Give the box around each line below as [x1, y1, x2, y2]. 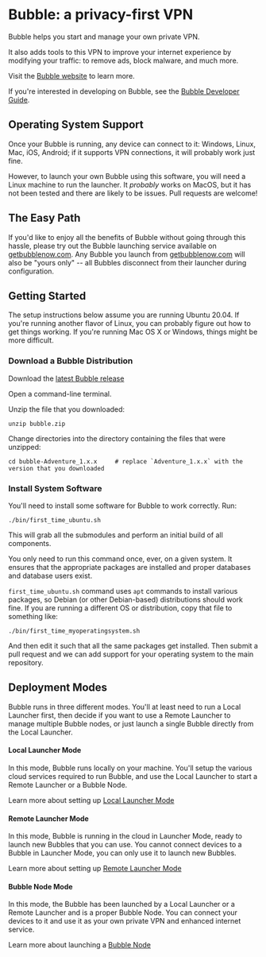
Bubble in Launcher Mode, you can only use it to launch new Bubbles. [8, 848, 237, 858]
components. [8, 538, 52, 548]
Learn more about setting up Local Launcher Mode [8, 795, 175, 804]
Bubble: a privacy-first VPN [8, 6, 194, 24]
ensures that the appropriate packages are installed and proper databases [8, 562, 252, 571]
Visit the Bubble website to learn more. [8, 71, 135, 80]
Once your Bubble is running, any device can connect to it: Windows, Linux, [8, 139, 256, 149]
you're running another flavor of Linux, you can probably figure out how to [8, 319, 252, 328]
